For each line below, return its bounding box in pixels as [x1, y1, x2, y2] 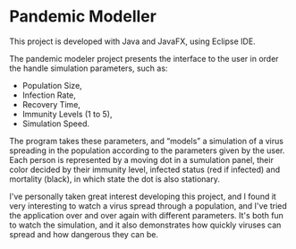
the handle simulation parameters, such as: [9, 63, 168, 73]
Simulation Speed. [21, 118, 90, 129]
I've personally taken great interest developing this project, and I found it [9, 191, 277, 202]
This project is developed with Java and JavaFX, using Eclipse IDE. [9, 36, 257, 47]
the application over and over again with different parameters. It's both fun [9, 210, 284, 220]
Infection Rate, [21, 90, 76, 100]
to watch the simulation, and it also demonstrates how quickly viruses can [9, 219, 282, 230]
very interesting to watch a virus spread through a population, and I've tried [9, 200, 288, 211]
